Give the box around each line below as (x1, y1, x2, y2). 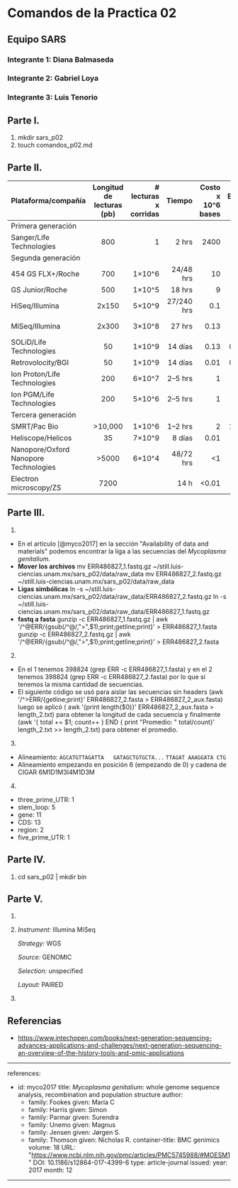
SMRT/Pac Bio (11, 421, 59, 431)
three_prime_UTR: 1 (17, 795, 74, 803)
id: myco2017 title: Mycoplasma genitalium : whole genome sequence (17, 1083, 220, 1091)
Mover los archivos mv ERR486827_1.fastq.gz (17, 562, 152, 571)
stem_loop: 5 (17, 803, 55, 811)
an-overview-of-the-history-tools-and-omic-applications (17, 1049, 184, 1057)
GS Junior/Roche (11, 285, 67, 295)
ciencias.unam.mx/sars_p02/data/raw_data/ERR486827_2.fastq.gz (17, 592, 212, 600)
